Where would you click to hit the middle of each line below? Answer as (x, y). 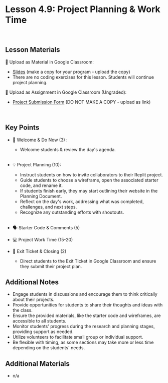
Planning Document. (41, 196)
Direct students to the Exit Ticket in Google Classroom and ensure (88, 261)
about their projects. (33, 300)
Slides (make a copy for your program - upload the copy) (71, 72)
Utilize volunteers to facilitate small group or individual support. (78, 337)
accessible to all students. (39, 321)
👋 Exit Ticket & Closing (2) (39, 251)
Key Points (22, 128)
